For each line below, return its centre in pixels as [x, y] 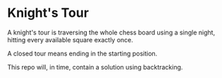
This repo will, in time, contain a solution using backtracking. [95, 67]
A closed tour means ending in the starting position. [82, 53]
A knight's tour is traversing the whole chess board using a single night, [111, 32]
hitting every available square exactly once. [70, 39]
